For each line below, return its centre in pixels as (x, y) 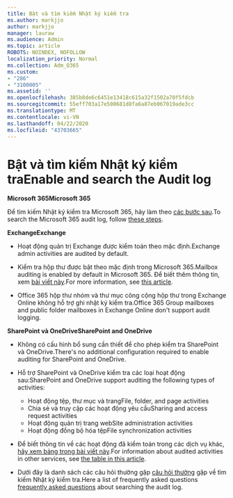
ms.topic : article (34, 46)
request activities (53, 416)
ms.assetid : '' (29, 91)
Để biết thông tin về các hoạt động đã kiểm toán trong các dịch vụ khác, (121, 444)
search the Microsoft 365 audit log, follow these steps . (85, 219)
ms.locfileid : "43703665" (45, 130)
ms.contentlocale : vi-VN (43, 117)
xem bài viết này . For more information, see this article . (95, 282)
